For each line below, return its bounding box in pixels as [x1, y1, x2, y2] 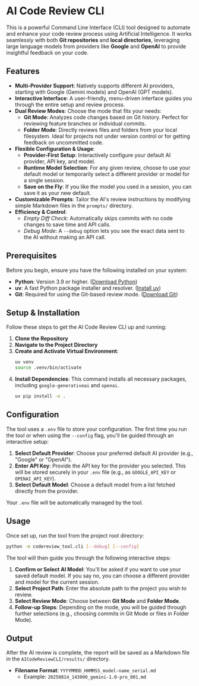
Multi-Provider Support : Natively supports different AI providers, [14, 82, 175, 89]
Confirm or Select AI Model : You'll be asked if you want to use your [14, 565, 181, 573]
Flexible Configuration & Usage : [14, 145, 95, 152]
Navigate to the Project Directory [14, 342, 98, 349]
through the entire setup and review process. [14, 101, 125, 108]
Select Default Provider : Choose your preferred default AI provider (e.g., [14, 450, 194, 457]
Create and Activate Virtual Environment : [14, 347, 119, 355]
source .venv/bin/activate [14, 365, 82, 371]
